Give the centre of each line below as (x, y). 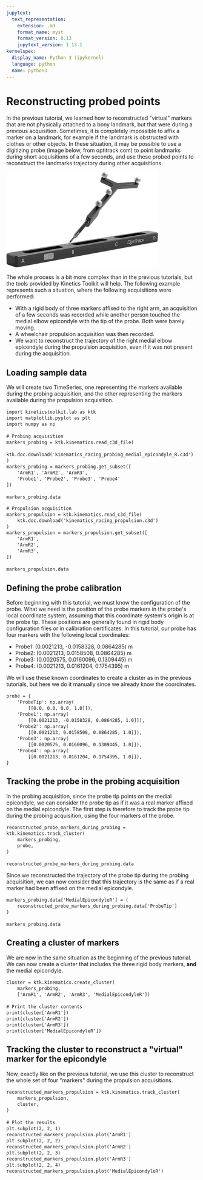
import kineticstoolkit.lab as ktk (51, 412)
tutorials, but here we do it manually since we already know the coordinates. (101, 684)
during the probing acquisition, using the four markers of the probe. (91, 815)
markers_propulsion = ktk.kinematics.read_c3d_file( (74, 515)
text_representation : (39, 19)
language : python (34, 64)
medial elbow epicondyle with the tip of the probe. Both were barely (100, 321)
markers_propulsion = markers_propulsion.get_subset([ (77, 533)
